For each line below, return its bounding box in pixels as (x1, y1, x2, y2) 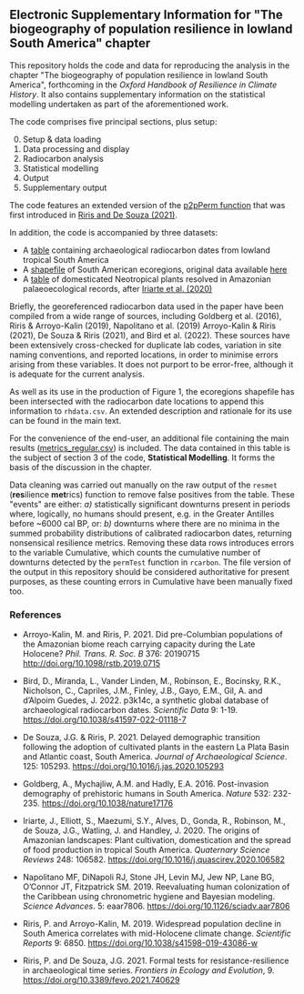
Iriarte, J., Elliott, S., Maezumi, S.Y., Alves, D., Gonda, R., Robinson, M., (22, 816, 287, 827)
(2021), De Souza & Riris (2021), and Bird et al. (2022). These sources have (9, 329, 290, 340)
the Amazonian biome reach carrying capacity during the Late (22, 638, 256, 649)
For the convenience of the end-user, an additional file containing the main (9, 432, 289, 444)
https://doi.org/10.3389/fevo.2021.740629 (22, 975, 180, 986)
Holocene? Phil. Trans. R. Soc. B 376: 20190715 (22, 648, 200, 659)
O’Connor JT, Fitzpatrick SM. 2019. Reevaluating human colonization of (22, 881, 290, 892)
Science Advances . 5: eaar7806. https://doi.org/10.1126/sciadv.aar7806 (22, 900, 290, 912)
